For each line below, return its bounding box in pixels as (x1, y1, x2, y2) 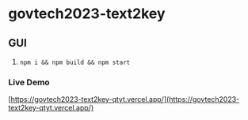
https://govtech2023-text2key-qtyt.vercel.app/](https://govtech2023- (10, 95, 240, 104)
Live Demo (8, 77, 50, 88)
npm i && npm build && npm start (19, 58, 131, 66)
